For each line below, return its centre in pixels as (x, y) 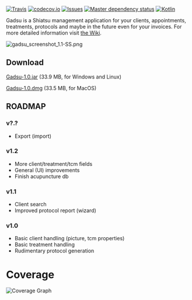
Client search (30, 204)
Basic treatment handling (44, 245)
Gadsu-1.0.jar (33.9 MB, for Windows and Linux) (64, 77)
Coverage (30, 275)
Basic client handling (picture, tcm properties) (69, 238)
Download (25, 62)
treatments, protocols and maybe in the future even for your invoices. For (94, 27)
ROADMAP (26, 106)
